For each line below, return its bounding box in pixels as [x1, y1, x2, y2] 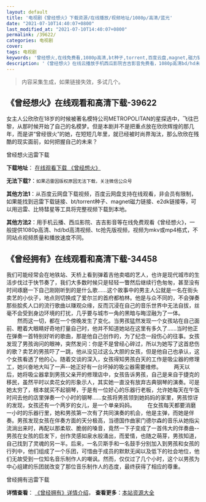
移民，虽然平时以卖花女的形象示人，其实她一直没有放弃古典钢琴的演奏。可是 [6, 379, 200, 386]
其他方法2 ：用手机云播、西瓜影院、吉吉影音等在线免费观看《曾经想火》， [6, 218, 190, 226]
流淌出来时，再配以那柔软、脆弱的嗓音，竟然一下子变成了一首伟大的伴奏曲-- [6, 425, 199, 432]
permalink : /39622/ [6, 32, 56, 38]
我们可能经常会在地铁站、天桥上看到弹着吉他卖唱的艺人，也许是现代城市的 [6, 271, 194, 279]
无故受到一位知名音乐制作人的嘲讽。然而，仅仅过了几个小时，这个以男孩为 [11, 455, 200, 463]
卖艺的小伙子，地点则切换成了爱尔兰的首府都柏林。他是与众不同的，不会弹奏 [6, 294, 200, 301]
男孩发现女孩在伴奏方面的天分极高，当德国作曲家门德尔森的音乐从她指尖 [17, 417, 200, 424]
